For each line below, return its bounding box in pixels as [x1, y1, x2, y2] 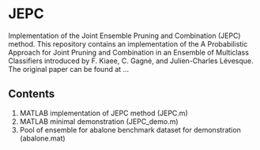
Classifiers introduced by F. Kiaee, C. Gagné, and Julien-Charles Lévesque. [8, 56, 254, 66]
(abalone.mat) [19, 133, 66, 143]
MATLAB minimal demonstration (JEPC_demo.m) [19, 116, 179, 126]
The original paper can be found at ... [8, 64, 130, 73]
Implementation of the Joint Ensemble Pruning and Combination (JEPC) [8, 31, 241, 40]
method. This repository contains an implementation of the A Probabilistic [8, 39, 248, 48]
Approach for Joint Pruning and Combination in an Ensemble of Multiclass [8, 47, 249, 57]
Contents [8, 88, 55, 101]
